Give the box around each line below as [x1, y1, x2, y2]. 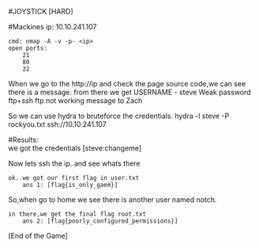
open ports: [8, 44, 47, 52]
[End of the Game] [8, 231, 69, 240]
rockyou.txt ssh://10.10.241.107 [8, 120, 107, 129]
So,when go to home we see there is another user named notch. [8, 195, 217, 204]
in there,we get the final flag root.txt [8, 210, 147, 218]
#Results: [8, 135, 39, 144]
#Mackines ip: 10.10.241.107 [8, 22, 97, 31]
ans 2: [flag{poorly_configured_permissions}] [22, 217, 178, 225]
